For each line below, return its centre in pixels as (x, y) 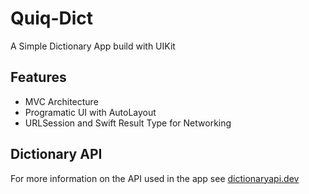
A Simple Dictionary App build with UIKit (93, 46)
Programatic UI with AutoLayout (90, 112)
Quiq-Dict (52, 18)
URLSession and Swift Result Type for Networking (128, 123)
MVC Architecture (61, 101)
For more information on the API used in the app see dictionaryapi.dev (155, 178)
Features (38, 77)
